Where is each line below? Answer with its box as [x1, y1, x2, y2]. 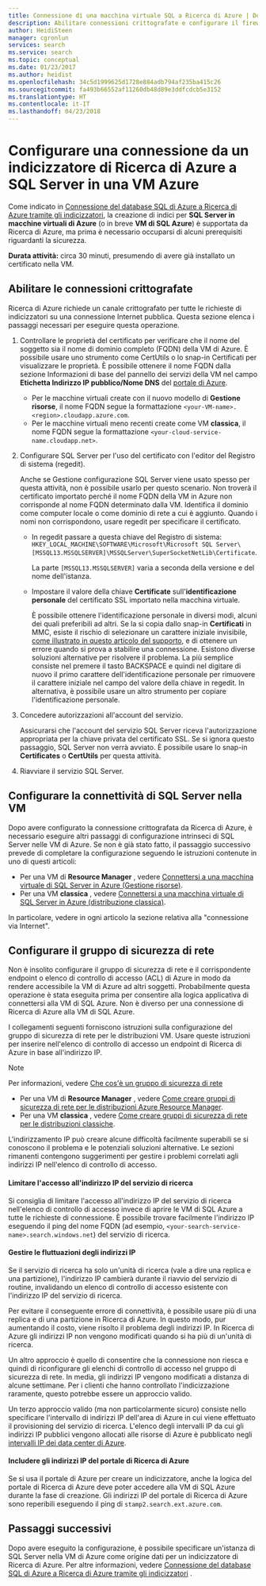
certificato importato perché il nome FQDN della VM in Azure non [19, 491, 233, 501]
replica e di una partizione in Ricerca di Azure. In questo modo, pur [8, 1315, 226, 1324]
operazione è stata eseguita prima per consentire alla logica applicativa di [8, 990, 249, 1000]
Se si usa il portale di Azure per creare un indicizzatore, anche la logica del [8, 1473, 252, 1483]
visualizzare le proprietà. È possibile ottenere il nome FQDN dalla [19, 360, 231, 370]
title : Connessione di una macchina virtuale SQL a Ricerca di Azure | [8, 11, 249, 20]
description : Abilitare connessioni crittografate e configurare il [8, 19, 239, 27]
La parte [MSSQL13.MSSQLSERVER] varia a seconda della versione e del [31, 563, 255, 572]
